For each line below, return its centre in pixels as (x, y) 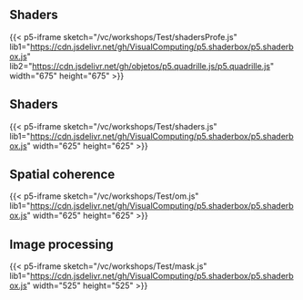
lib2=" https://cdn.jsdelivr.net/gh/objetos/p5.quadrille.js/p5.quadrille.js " (142, 66)
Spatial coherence (62, 175)
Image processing (61, 244)
